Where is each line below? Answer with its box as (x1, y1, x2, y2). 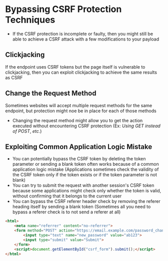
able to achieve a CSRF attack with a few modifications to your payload (12, 36, 159, 42)
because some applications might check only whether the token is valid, (12, 188, 161, 194)
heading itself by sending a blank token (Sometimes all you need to (12, 204, 151, 210)
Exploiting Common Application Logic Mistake (5, 142, 152, 151)
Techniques (5, 14, 55, 26)
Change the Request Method (5, 89, 96, 98)
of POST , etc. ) (12, 128, 42, 134)
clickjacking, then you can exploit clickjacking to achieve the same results (5, 69, 157, 75)
